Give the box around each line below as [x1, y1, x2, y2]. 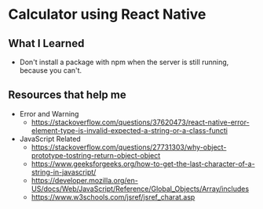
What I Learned [8, 37, 85, 50]
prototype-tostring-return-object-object [31, 150, 161, 160]
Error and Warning [19, 109, 79, 118]
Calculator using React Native [8, 5, 206, 23]
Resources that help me [8, 88, 127, 102]
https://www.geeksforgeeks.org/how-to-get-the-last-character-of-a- [31, 159, 255, 168]
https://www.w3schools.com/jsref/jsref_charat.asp [31, 192, 195, 201]
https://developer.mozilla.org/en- [31, 175, 139, 185]
